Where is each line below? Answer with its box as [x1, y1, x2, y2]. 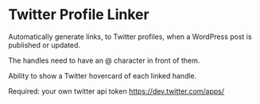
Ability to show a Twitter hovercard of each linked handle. [8, 71, 197, 80]
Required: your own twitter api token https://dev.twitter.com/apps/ [8, 86, 225, 96]
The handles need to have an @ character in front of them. [8, 56, 200, 65]
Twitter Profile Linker [8, 6, 149, 24]
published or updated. [8, 40, 81, 49]
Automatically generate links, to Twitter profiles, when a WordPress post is [8, 32, 252, 41]
